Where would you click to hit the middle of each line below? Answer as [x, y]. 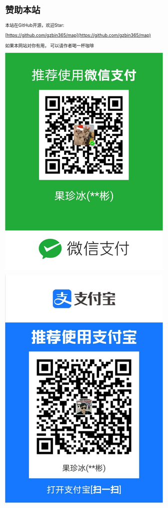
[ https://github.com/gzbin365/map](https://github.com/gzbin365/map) [78, 35]
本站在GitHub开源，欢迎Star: [35, 25]
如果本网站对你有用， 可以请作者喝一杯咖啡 [49, 45]
